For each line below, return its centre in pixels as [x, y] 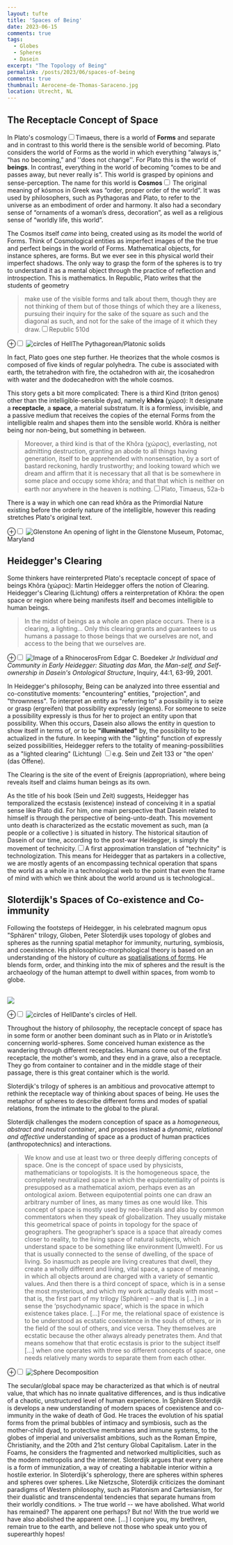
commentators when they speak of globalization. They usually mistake [125, 1217]
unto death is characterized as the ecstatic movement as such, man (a [108, 825]
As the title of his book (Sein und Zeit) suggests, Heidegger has [98, 796]
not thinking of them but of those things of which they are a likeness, [122, 306]
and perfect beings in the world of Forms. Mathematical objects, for [104, 248]
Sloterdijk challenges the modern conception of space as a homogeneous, [114, 1121]
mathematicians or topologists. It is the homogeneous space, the [117, 1172]
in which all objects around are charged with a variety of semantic [119, 1276]
